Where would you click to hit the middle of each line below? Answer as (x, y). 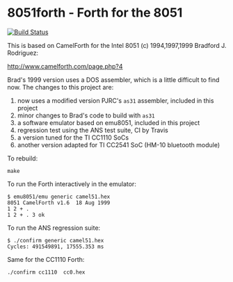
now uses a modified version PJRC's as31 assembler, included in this (115, 100)
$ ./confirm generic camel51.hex (56, 240)
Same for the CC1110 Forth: (46, 259)
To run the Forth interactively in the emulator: (72, 184)
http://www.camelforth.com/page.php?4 (65, 66)
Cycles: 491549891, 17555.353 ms (56, 247)
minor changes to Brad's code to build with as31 (86, 115)
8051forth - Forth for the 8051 (95, 13)
